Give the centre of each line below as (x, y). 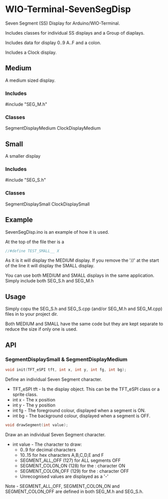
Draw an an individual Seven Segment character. (55, 434)
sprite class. (25, 394)
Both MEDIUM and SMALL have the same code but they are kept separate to (84, 324)
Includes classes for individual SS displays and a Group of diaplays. (75, 33)
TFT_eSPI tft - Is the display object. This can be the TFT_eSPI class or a (86, 389)
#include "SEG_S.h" (26, 180)
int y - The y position (34, 405)
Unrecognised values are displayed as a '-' (64, 476)
